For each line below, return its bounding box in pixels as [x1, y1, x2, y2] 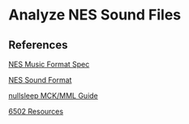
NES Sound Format [8, 75, 72, 84]
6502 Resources [8, 107, 63, 116]
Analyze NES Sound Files [8, 6, 182, 24]
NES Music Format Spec [8, 59, 90, 69]
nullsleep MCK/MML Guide [8, 91, 99, 100]
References [8, 38, 68, 52]
